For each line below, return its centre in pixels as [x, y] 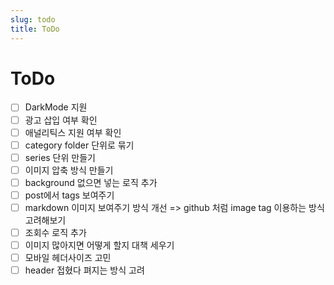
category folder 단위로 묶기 [79, 145]
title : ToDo [35, 29]
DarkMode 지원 [56, 107]
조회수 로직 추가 [55, 232]
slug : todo [33, 19]
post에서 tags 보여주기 [69, 195]
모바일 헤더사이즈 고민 [68, 258]
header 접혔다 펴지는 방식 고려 [84, 270]
